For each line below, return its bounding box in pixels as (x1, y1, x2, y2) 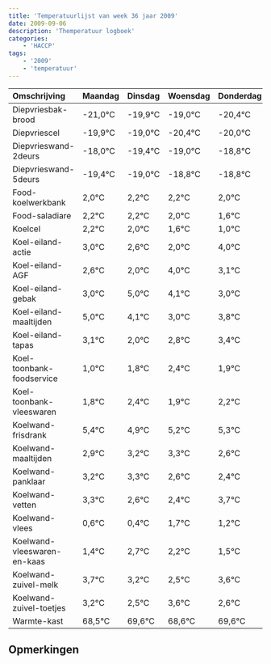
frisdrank (12, 429, 47, 441)
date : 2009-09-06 (8, 19, 67, 27)
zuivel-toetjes (12, 602, 66, 613)
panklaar (12, 476, 46, 487)
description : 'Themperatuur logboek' (8, 27, 135, 35)
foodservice (12, 373, 58, 384)
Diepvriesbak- (12, 104, 69, 115)
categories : (8, 34, 48, 43)
